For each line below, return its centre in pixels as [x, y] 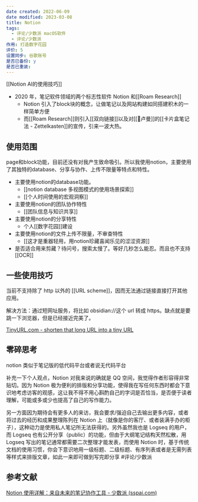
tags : [13, 28]
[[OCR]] [24, 255]
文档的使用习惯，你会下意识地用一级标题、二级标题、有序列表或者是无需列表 [99, 449]
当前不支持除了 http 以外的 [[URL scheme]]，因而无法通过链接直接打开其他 [97, 291]
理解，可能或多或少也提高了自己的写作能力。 [60, 400]
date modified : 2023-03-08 [39, 17]
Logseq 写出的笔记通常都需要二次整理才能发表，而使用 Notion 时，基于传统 [98, 442]
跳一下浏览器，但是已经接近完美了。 [50, 318]
